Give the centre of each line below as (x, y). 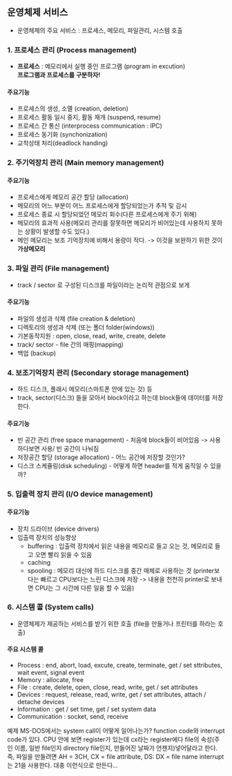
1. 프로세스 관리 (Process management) (72, 50)
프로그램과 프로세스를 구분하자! (59, 75)
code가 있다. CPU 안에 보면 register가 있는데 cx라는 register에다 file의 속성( (111, 739)
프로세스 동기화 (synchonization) (62, 135)
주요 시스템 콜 (25, 649)
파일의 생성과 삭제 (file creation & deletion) (76, 318)
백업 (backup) (37, 353)
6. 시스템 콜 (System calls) (51, 608)
